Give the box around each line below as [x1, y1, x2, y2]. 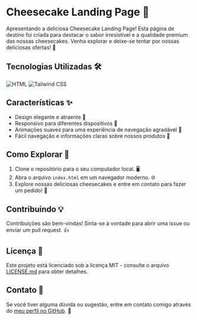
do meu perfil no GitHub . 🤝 [6, 307, 72, 314]
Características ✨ [6, 98, 73, 108]
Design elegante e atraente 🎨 [14, 113, 86, 120]
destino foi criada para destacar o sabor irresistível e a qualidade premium [6, 31, 188, 38]
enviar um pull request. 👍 [6, 226, 69, 233]
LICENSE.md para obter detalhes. [6, 268, 88, 275]
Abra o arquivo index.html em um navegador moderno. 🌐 [14, 174, 155, 181]
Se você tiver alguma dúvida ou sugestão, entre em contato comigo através [6, 300, 191, 308]
